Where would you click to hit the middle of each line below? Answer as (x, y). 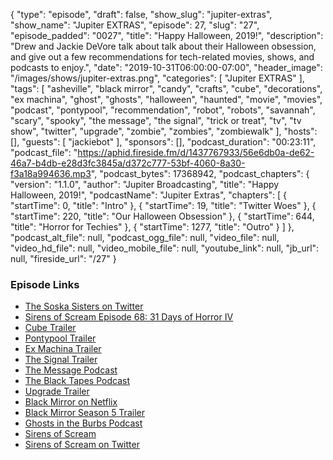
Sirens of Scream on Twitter (82, 445)
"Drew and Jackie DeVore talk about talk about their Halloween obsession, (163, 46)
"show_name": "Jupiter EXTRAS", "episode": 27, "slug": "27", (135, 25)
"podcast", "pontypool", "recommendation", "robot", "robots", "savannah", (163, 110)
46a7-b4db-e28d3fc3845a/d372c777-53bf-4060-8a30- (128, 163)
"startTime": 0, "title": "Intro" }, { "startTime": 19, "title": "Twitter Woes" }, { (163, 205)
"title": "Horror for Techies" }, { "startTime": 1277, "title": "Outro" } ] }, (152, 227)
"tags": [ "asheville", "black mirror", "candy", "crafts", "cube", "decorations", (166, 88)
